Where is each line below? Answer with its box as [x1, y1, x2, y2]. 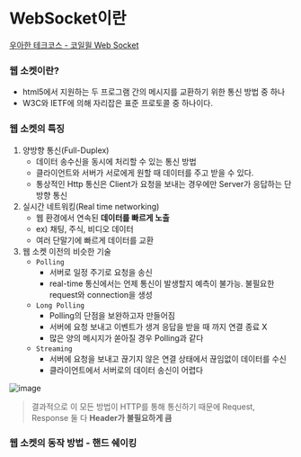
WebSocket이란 [9, 8, 128, 29]
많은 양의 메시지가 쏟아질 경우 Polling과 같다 [49, 332, 204, 343]
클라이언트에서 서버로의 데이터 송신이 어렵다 [49, 364, 204, 375]
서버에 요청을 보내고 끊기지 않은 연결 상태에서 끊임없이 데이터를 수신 [49, 353, 288, 364]
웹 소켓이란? [9, 64, 60, 76]
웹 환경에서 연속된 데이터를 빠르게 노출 [35, 212, 171, 223]
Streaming [35, 344, 74, 354]
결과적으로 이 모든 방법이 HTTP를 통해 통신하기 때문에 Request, [31, 401, 256, 412]
